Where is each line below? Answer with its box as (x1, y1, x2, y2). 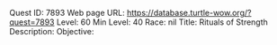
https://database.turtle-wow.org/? (126, 8, 252, 18)
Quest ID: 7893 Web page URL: (9, 8, 125, 18)
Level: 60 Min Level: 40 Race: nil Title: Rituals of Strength (56, 17, 268, 27)
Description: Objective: (9, 26, 94, 36)
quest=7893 (9, 17, 55, 27)
